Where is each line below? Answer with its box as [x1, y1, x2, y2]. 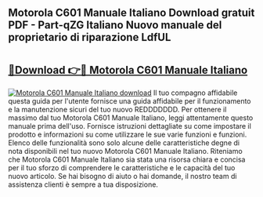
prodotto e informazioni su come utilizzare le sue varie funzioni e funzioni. [8, 130, 247, 139]
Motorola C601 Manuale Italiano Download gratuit [8, 6, 255, 20]
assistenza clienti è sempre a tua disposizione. [8, 180, 159, 189]
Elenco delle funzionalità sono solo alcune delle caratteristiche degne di [8, 138, 240, 148]
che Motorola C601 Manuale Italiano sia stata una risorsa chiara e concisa [8, 155, 246, 164]
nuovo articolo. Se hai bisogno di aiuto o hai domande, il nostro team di [8, 172, 237, 181]
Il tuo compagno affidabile [153, 88, 238, 97]
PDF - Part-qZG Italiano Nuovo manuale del [8, 19, 222, 32]
